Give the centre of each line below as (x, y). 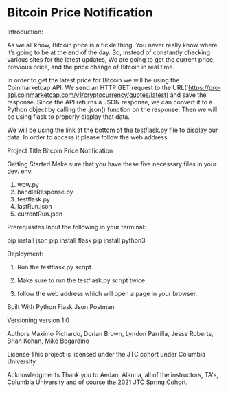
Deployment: (25, 254)
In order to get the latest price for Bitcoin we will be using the (93, 80)
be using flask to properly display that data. (69, 116)
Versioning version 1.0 (38, 320)
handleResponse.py (45, 192)
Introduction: (25, 32)
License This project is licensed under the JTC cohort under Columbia (106, 354)
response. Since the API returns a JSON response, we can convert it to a (110, 102)
